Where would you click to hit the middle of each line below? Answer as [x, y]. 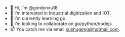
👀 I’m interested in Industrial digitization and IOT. [60, 13]
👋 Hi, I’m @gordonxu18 [34, 8]
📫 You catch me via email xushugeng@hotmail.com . [65, 29]
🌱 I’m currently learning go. [38, 18]
